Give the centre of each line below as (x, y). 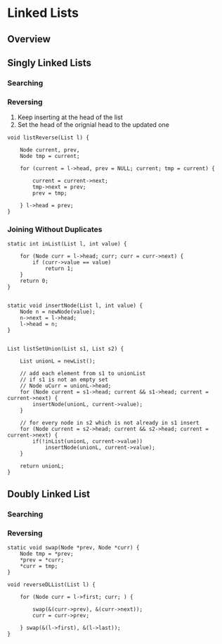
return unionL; (42, 466)
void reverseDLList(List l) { (52, 585)
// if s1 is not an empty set (64, 380)
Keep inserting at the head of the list (70, 117)
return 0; (34, 281)
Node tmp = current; (50, 157)
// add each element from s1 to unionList (83, 374)
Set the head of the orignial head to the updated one (93, 125)
